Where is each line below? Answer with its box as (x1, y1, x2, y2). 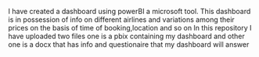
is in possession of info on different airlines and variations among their (8, 15, 235, 24)
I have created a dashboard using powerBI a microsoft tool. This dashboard (8, 7, 251, 16)
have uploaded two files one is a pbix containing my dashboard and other (8, 31, 245, 41)
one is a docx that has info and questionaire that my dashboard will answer (8, 40, 250, 49)
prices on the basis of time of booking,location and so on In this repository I (8, 23, 252, 32)
